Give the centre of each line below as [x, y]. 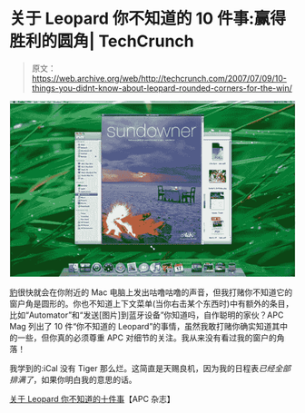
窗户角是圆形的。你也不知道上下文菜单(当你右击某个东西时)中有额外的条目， [152, 303]
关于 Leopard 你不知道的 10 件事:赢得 [148, 19]
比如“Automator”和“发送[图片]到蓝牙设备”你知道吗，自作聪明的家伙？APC [147, 315]
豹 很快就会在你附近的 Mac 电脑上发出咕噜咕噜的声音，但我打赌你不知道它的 [151, 292]
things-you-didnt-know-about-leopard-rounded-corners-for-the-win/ [162, 88]
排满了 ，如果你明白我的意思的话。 [73, 379]
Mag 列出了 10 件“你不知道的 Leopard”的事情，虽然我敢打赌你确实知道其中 [149, 326]
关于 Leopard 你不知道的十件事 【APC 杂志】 [92, 398]
